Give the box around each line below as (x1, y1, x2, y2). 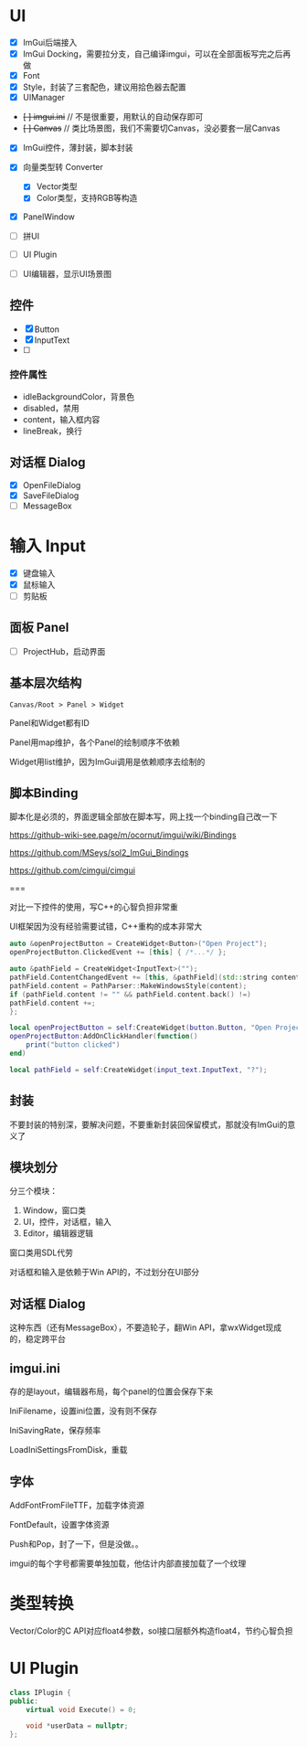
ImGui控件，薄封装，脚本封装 (22, 143, 133, 154)
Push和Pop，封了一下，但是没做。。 (9, 1538, 143, 1550)
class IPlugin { (9, 1688, 71, 1697)
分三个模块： (9, 1186, 58, 1197)
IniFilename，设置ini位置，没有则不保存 (9, 1405, 158, 1417)
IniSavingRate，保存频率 (9, 1425, 101, 1436)
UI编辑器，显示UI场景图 (22, 268, 112, 279)
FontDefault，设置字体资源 (9, 1518, 110, 1529)
